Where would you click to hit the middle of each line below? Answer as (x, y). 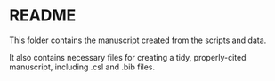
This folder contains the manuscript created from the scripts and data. (138, 40)
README (43, 16)
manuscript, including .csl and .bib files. (82, 67)
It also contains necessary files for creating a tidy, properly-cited (128, 57)
